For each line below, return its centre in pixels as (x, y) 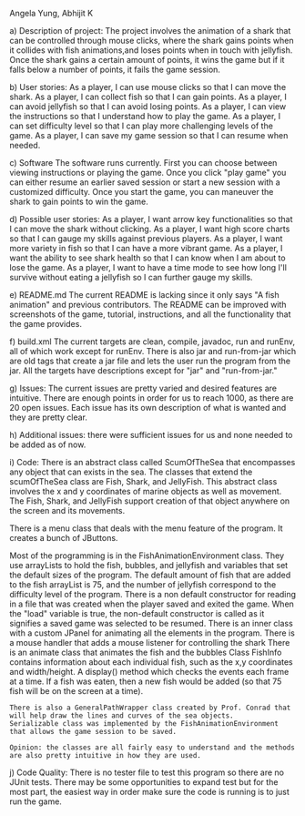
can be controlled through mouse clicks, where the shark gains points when (152, 41)
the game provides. (46, 324)
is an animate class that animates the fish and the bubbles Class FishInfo (146, 652)
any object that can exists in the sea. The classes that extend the (131, 472)
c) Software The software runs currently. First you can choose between (143, 163)
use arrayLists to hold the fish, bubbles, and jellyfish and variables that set (149, 565)
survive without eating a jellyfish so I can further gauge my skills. (131, 277)
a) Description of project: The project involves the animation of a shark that (150, 31)
